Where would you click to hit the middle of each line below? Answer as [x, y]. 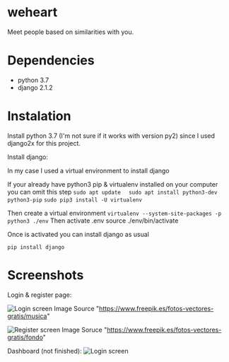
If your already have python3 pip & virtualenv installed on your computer [113, 184]
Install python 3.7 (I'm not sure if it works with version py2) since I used [111, 136]
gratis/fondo [25, 337]
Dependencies [51, 60]
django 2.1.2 [35, 87]
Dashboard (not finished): [45, 351]
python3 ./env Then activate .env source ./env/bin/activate [93, 221]
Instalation [39, 116]
